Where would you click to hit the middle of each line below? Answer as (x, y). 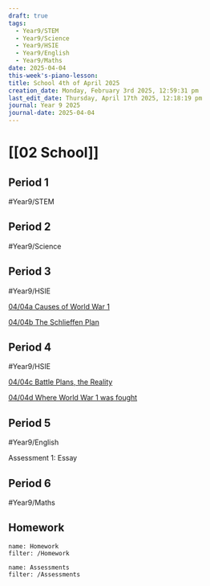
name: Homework (34, 546)
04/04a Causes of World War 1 (59, 306)
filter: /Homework (39, 553)
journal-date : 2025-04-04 (51, 113)
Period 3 (30, 271)
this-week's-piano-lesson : (53, 76)
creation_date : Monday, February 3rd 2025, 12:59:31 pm (103, 90)
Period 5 (30, 423)
